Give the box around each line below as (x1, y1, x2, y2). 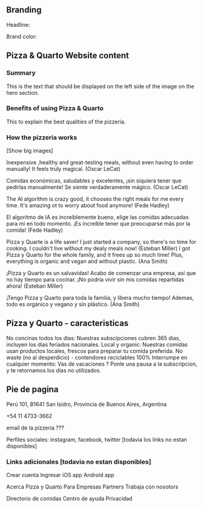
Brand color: (6, 33, 38, 40)
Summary (6, 69, 36, 77)
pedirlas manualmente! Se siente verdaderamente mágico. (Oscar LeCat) (6, 184, 188, 191)
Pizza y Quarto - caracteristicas (6, 318, 129, 329)
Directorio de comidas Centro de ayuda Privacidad (6, 495, 133, 503)
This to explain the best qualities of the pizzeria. (6, 118, 126, 125)
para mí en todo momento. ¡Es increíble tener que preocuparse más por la (6, 220, 191, 228)
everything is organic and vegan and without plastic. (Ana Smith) (6, 258, 168, 265)
